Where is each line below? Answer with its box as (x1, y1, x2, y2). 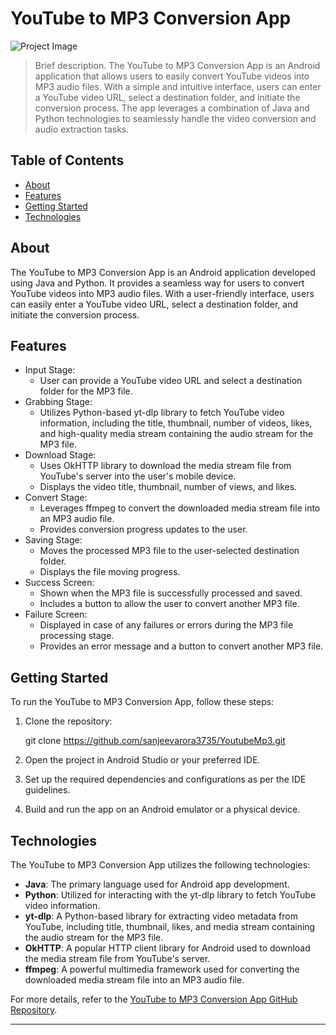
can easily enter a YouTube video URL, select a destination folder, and (10, 298, 299, 310)
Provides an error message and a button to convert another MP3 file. (39, 640, 324, 652)
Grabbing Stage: (24, 396, 93, 408)
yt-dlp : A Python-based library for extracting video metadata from (24, 910, 298, 922)
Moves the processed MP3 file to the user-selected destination (39, 545, 300, 557)
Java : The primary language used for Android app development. (24, 878, 290, 890)
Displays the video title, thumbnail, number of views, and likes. (39, 481, 298, 493)
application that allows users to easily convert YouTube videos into (34, 70, 310, 82)
